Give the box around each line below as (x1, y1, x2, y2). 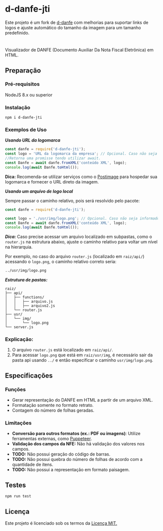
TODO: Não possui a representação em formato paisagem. (12, 467, 130, 473)
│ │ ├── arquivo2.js (5, 303, 55, 309)
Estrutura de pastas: (5, 277, 48, 283)
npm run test (5, 494, 32, 499)
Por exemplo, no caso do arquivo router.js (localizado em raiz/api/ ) (5, 254, 145, 259)
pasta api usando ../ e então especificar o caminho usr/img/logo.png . (12, 357, 154, 363)
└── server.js (5, 325, 34, 330)
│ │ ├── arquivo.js (5, 299, 53, 304)
